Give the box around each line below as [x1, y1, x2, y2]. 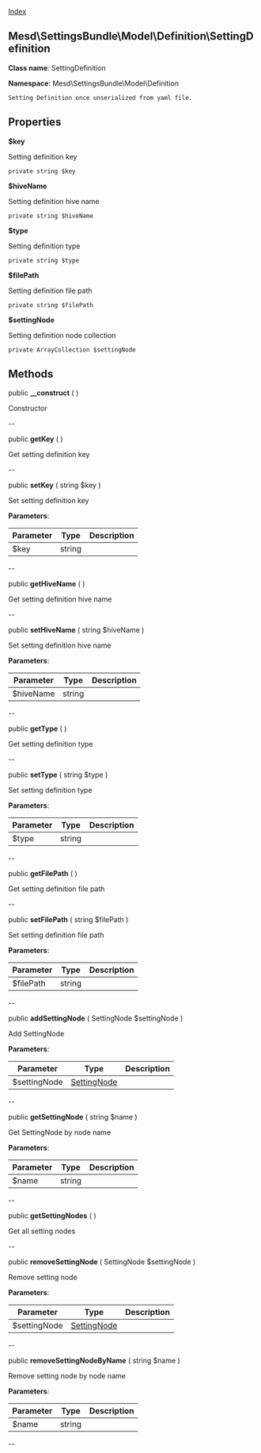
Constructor [8, 404, 47, 413]
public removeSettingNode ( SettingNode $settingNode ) [8, 1257, 196, 1267]
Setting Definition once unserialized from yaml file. [8, 94, 193, 102]
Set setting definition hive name [8, 640, 112, 650]
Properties [8, 115, 62, 129]
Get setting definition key [8, 450, 90, 459]
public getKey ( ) [8, 434, 63, 444]
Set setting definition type [8, 786, 93, 795]
